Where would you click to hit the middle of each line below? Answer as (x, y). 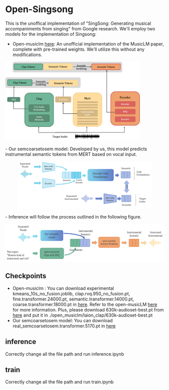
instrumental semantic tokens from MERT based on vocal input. (71, 154)
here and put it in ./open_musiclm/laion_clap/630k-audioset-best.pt (82, 315)
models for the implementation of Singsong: (51, 34)
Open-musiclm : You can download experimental (63, 288)
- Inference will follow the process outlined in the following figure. (73, 216)
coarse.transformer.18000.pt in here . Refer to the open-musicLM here (85, 304)
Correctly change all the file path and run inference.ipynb (65, 354)
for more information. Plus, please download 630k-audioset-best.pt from (88, 310)
